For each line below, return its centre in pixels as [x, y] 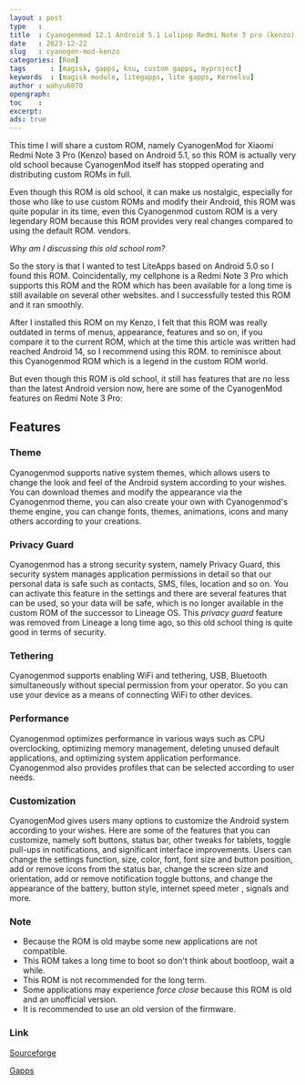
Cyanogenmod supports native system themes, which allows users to [140, 472]
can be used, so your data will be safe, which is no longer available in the [147, 603]
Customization [43, 801]
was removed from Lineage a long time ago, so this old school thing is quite [151, 623]
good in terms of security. [58, 632]
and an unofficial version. [70, 999]
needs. [22, 777]
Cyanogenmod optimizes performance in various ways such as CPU [137, 738]
